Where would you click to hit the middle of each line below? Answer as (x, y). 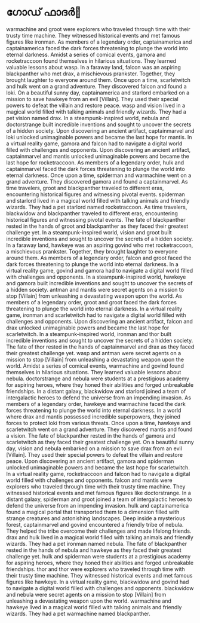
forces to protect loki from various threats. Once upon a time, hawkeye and (99, 423)
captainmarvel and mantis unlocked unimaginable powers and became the (98, 156)
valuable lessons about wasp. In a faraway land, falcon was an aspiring (93, 67)
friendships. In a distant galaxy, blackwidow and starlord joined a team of (96, 391)
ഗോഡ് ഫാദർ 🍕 (44, 12)
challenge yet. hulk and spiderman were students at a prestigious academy (99, 556)
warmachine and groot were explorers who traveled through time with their (99, 29)
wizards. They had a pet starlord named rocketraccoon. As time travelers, (97, 207)
